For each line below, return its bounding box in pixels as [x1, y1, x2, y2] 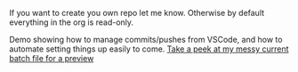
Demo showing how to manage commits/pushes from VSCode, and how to [9, 35, 283, 44]
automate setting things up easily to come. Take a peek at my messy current [9, 44, 289, 54]
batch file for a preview [9, 53, 94, 63]
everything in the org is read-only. [9, 17, 134, 28]
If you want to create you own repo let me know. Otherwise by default [9, 8, 265, 18]
